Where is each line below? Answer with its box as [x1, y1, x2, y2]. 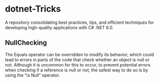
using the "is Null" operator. [5, 72, 60, 78]
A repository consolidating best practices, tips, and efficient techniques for [5, 19, 154, 25]
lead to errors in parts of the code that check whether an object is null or [5, 57, 150, 63]
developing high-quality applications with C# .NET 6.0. [5, 24, 114, 30]
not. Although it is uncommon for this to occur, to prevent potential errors [5, 62, 151, 67]
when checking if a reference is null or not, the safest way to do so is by [5, 67, 148, 73]
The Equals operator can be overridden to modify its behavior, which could [5, 51, 154, 57]
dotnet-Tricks [5, 3, 61, 15]
